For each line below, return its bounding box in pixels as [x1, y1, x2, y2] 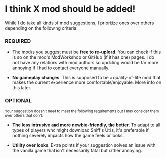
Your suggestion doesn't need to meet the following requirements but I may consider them [5, 108, 159, 114]
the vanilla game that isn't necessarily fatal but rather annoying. [12, 147, 142, 153]
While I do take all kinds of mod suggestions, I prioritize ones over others [5, 20, 154, 26]
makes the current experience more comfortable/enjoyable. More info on [12, 79, 162, 85]
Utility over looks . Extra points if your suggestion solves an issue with [12, 142, 156, 148]
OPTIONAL [5, 97, 32, 104]
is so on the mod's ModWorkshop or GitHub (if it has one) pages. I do [12, 54, 155, 60]
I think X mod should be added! [5, 3, 136, 15]
